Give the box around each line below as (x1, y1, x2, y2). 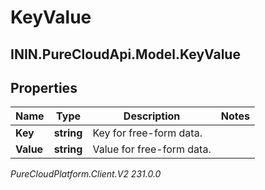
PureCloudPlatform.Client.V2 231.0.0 (10, 168, 162, 180)
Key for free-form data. (92, 126, 203, 140)
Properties (10, 79, 78, 96)
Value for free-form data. (92, 142, 212, 156)
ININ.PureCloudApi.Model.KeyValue (10, 46, 241, 63)
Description (123, 109, 181, 123)
